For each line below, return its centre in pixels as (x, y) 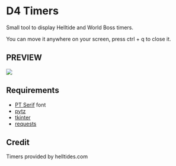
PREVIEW (24, 58)
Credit (18, 142)
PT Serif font (30, 105)
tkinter (23, 117)
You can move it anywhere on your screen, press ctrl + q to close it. (89, 39)
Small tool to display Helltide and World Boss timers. (70, 27)
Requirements (33, 90)
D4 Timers (33, 11)
